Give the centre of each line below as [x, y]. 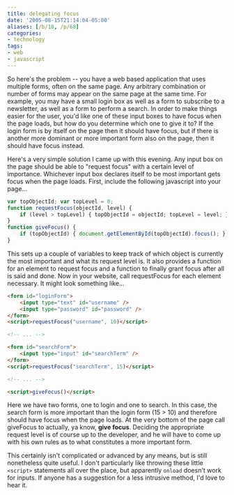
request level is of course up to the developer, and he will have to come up [114, 435]
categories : [24, 33]
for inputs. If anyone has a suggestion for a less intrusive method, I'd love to [116, 478]
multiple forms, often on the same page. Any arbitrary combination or [107, 86]
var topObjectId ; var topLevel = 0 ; [60, 201]
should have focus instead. [46, 145]
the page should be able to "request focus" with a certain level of [101, 166]
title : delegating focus [43, 14]
